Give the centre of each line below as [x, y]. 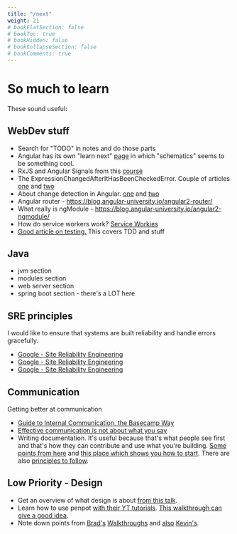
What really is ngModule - [55, 209]
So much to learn [59, 89]
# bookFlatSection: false [45, 27]
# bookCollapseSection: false [52, 47]
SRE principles [40, 316]
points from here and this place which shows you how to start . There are [124, 454]
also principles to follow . [53, 461]
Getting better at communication [55, 409]
